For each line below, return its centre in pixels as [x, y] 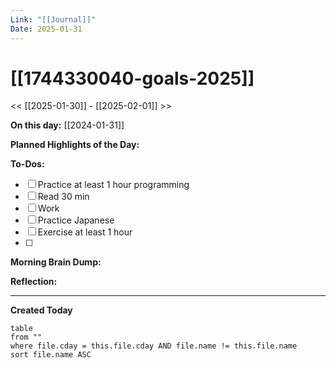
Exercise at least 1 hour [85, 232]
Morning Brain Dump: [56, 262]
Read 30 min [63, 197]
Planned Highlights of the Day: [75, 145]
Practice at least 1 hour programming [113, 185]
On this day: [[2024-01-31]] [67, 125]
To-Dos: [27, 164]
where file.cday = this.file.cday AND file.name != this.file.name [154, 346]
